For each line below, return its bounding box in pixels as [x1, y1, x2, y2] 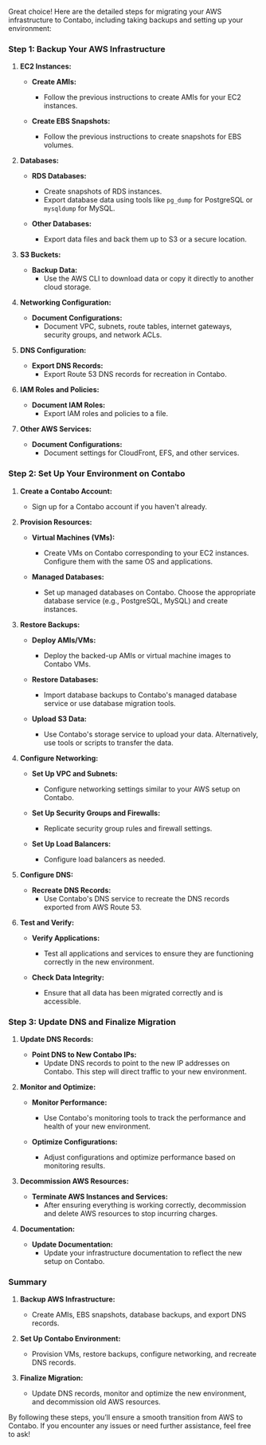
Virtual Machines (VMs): [31, 532, 115, 542]
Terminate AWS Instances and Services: [31, 1192, 169, 1201]
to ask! [8, 1430, 30, 1439]
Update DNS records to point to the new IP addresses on [43, 1058, 230, 1067]
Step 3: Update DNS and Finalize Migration [8, 1016, 177, 1027]
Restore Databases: [31, 674, 99, 684]
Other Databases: [31, 219, 92, 229]
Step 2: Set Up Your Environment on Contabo [8, 468, 186, 479]
